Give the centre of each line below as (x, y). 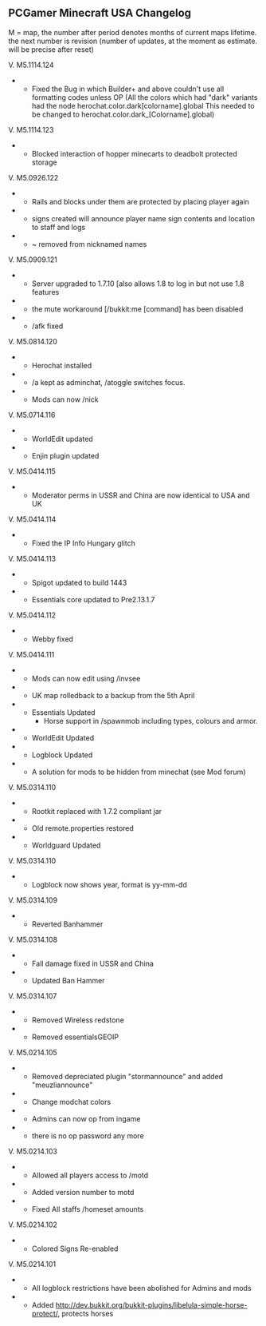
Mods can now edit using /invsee (86, 678)
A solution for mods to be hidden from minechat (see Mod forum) (139, 772)
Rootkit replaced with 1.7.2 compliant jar (97, 811)
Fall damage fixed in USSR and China (92, 963)
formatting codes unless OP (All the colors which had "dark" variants (145, 97)
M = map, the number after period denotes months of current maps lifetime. (133, 32)
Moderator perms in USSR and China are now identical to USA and (141, 495)
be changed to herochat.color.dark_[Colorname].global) (123, 114)
